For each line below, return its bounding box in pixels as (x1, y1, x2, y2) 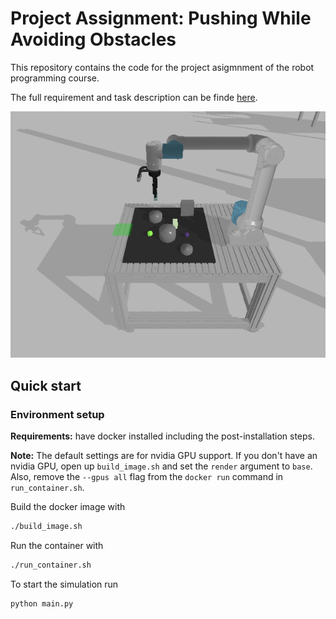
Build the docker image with (10, 501, 126, 513)
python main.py (10, 598, 74, 609)
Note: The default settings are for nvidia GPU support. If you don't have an (10, 450, 318, 462)
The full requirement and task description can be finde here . (10, 91, 258, 103)
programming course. (10, 72, 100, 84)
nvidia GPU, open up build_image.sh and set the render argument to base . (10, 460, 313, 472)
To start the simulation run (10, 578, 119, 590)
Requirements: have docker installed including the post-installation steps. (10, 430, 315, 442)
